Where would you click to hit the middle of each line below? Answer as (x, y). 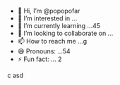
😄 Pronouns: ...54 (44, 51)
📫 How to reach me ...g (52, 41)
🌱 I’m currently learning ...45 (59, 26)
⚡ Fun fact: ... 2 (40, 59)
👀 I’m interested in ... (47, 18)
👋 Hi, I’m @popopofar (49, 11)
